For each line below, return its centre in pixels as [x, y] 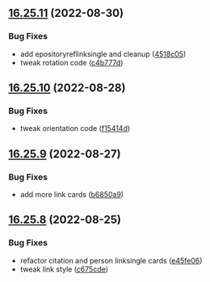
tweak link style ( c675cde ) [64, 269]
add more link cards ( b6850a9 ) [71, 195]
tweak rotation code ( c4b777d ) [71, 62]
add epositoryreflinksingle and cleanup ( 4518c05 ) [103, 54]
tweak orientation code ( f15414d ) [75, 128]
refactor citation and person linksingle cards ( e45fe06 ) [111, 260]
